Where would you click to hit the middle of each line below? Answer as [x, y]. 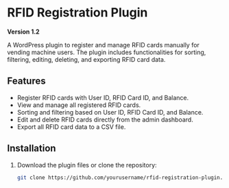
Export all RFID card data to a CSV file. [71, 127]
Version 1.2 [23, 32]
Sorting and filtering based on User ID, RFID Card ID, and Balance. [110, 112]
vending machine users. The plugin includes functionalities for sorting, [107, 52]
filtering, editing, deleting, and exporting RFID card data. [86, 59]
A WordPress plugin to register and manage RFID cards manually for [104, 45]
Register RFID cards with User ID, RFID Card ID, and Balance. [103, 97]
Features [26, 81]
